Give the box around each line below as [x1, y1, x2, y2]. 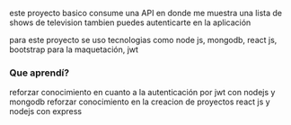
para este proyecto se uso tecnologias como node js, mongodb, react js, [9, 35, 278, 45]
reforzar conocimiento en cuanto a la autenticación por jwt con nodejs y [9, 87, 276, 98]
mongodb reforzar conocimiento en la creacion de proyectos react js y [9, 96, 271, 107]
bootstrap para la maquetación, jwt [9, 44, 139, 55]
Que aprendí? [9, 67, 70, 79]
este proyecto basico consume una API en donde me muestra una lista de [9, 8, 283, 18]
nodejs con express [9, 106, 83, 117]
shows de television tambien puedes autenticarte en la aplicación [9, 17, 251, 28]
